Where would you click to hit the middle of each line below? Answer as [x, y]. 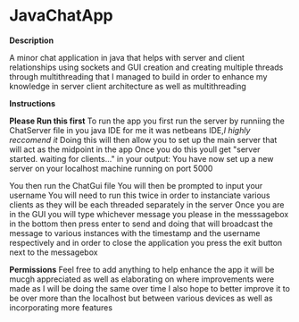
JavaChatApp [61, 16]
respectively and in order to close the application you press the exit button [146, 242]
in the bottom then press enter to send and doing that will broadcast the [141, 224]
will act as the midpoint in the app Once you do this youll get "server [135, 149]
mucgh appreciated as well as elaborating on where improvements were [142, 279]
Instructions [33, 103]
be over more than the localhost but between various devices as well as [141, 298]
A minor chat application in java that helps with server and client [127, 57]
